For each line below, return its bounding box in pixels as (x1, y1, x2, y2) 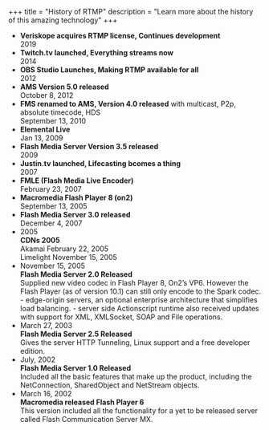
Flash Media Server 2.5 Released (19, 329, 132, 339)
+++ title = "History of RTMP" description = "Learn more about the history (8, 7, 254, 16)
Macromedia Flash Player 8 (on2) (19, 193, 133, 202)
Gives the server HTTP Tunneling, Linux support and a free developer (19, 338, 251, 347)
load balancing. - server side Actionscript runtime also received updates (19, 304, 259, 313)
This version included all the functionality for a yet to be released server (19, 406, 259, 416)
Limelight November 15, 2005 (19, 253, 118, 262)
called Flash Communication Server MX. (19, 415, 153, 424)
